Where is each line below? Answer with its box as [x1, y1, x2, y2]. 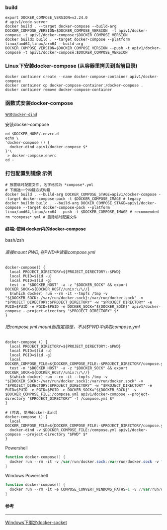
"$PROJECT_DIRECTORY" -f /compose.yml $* [27, 396, 114, 401]
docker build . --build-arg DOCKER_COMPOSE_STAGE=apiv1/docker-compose [5, 192, 157, 197]
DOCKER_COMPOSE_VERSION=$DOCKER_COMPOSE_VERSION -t [5, 28, 117, 33]
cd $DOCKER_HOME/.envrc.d [5, 131, 59, 136]
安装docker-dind [5, 112, 37, 117]
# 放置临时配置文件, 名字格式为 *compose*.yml [5, 182, 93, 187]
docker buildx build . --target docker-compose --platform [5, 37, 130, 42]
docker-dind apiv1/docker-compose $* [9, 144, 88, 149]
